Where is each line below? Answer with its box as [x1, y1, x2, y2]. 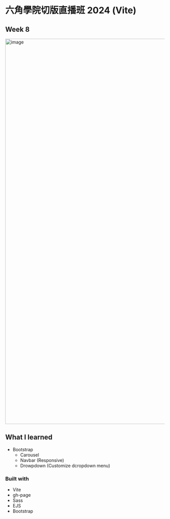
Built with [5, 475, 29, 482]
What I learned [5, 433, 53, 442]
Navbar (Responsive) [20, 457, 64, 463]
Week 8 [5, 25, 30, 33]
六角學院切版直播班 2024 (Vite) [5, 5, 137, 16]
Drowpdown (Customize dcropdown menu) [20, 462, 110, 468]
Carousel [20, 452, 39, 458]
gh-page [12, 492, 31, 498]
